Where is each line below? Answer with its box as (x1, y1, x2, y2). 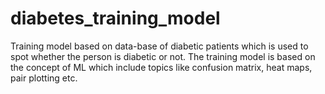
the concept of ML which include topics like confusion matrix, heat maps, (10, 61, 313, 73)
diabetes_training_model (10, 7, 221, 30)
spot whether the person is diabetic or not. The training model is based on (10, 50, 316, 62)
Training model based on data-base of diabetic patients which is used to (10, 40, 309, 52)
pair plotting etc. (10, 72, 78, 84)
